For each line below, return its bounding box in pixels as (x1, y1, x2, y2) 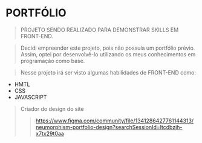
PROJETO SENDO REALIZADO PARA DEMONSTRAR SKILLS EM (20, 26, 179, 33)
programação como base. (20, 57, 85, 64)
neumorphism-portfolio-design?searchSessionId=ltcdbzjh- (35, 123, 183, 130)
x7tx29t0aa (35, 130, 64, 137)
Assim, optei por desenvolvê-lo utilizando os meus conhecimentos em (20, 50, 196, 58)
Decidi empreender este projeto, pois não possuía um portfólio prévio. (20, 44, 195, 52)
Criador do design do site (20, 105, 84, 112)
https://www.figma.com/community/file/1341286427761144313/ (35, 117, 194, 124)
